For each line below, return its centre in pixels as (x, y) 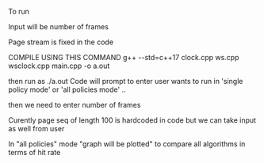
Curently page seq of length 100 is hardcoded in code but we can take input (132, 120)
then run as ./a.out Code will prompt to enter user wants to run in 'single (126, 81)
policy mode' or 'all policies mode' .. (67, 89)
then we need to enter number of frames (75, 105)
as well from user (36, 129)
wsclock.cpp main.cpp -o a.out (59, 66)
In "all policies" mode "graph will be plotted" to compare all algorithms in (127, 144)
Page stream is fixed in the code (61, 42)
